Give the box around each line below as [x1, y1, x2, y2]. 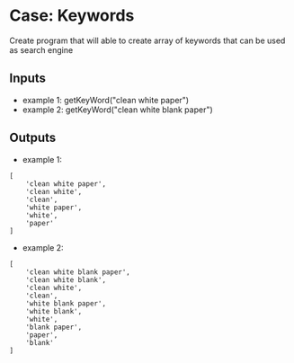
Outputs [9, 130, 57, 146]
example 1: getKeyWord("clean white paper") [22, 94, 190, 105]
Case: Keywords [9, 5, 135, 26]
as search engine [9, 44, 74, 55]
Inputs [9, 71, 47, 86]
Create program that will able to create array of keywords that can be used [9, 35, 286, 46]
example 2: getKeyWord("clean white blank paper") [22, 104, 213, 115]
